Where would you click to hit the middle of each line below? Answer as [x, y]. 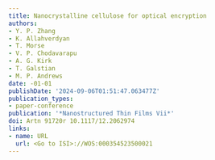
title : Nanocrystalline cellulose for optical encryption [107, 16]
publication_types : [41, 99]
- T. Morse [27, 46]
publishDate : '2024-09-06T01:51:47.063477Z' [84, 91]
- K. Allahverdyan [39, 38]
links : [19, 128]
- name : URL [28, 136]
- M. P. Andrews [35, 76]
